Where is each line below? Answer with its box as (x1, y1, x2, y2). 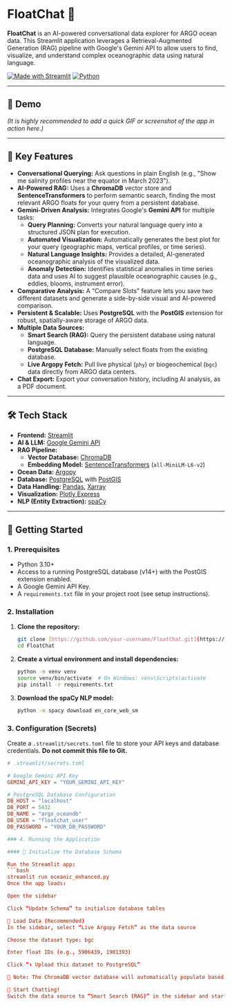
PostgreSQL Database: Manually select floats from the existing (27, 345, 209, 353)
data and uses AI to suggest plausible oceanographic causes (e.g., (27, 272, 217, 280)
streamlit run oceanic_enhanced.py (7, 874, 110, 881)
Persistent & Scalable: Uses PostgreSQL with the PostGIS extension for (17, 308, 223, 317)
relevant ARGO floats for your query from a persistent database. (17, 198, 200, 207)
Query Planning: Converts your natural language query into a (27, 221, 202, 229)
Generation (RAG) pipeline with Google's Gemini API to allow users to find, (7, 44, 218, 52)
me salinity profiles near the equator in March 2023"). (17, 176, 171, 185)
